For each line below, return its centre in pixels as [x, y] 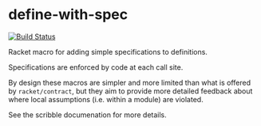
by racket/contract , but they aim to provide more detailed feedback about [130, 91]
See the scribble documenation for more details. [88, 115]
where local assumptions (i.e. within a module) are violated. [106, 99]
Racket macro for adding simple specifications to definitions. [108, 52]
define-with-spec [68, 15]
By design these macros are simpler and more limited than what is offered [130, 82]
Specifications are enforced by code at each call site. [96, 67]
